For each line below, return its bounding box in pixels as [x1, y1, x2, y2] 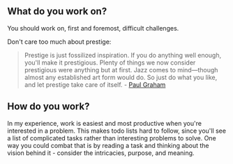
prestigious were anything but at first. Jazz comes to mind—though [24, 65, 218, 74]
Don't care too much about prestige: [7, 38, 112, 46]
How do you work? [7, 101, 90, 113]
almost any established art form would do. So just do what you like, [24, 73, 218, 81]
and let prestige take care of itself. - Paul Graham [24, 80, 166, 89]
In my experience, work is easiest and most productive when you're [7, 119, 202, 127]
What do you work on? [7, 6, 107, 17]
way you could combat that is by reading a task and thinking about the [7, 141, 209, 149]
